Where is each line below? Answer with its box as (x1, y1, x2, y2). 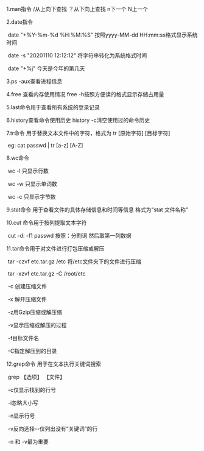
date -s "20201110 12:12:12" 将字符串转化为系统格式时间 (7, 52, 147, 59)
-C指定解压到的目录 (7, 347, 57, 355)
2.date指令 (6, 18, 33, 26)
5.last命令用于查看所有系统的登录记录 (6, 104, 100, 111)
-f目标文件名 (7, 335, 40, 341)
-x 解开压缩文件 (7, 296, 47, 303)
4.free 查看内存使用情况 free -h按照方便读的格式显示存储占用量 (6, 91, 164, 98)
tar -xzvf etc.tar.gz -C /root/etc (7, 270, 86, 277)
